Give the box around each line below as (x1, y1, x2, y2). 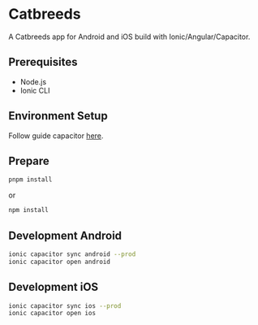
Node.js (19, 76, 47, 86)
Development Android (8, 228, 123, 242)
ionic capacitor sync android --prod (8, 249, 136, 258)
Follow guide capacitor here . (8, 131, 104, 141)
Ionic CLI (19, 85, 50, 95)
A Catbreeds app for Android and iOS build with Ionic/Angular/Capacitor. (8, 32, 251, 41)
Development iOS (8, 280, 99, 294)
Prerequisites (8, 55, 78, 69)
